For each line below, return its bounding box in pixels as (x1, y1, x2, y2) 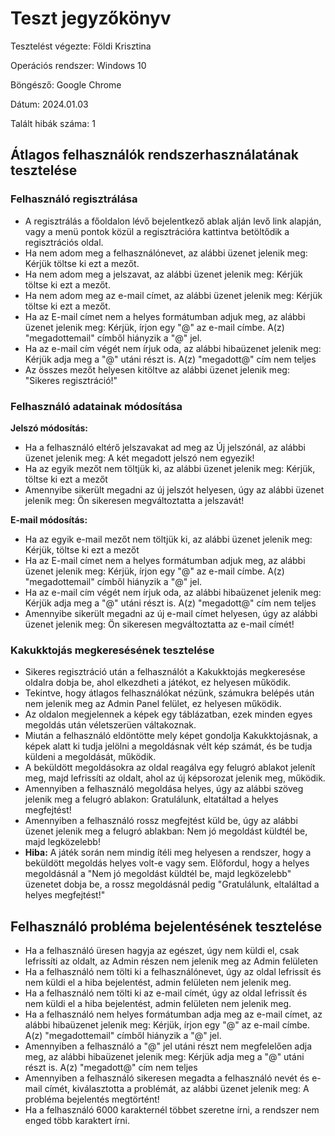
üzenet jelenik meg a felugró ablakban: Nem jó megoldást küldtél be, (24, 825, 308, 837)
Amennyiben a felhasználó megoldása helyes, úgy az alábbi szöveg (24, 783, 304, 795)
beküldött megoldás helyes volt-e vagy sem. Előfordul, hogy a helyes (24, 857, 310, 869)
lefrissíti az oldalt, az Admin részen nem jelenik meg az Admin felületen (24, 955, 319, 967)
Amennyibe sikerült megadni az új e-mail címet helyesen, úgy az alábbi (24, 607, 318, 619)
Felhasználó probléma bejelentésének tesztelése (10, 918, 323, 935)
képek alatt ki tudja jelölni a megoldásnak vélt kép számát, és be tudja (24, 740, 313, 752)
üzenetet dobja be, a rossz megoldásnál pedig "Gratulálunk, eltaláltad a (24, 878, 320, 891)
